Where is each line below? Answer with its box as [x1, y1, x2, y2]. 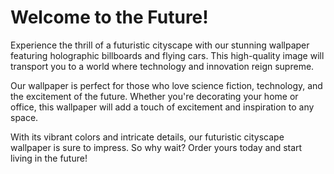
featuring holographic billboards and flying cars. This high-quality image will [10, 49, 325, 61]
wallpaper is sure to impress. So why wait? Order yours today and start [10, 141, 303, 153]
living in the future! [10, 152, 88, 164]
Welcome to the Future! [10, 6, 209, 29]
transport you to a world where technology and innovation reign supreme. [10, 60, 315, 72]
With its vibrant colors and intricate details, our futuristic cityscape [10, 131, 285, 143]
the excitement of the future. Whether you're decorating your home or [10, 90, 299, 102]
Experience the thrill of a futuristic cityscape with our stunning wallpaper [10, 39, 310, 51]
